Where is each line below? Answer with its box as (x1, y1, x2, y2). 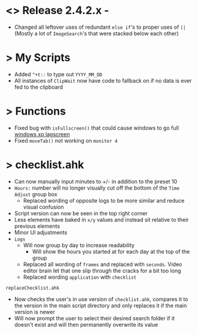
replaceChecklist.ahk (5, 285, 60, 291)
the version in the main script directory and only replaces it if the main (14, 302, 187, 309)
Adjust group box (14, 190, 57, 198)
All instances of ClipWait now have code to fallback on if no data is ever (14, 77, 192, 84)
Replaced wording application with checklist (23, 273, 137, 281)
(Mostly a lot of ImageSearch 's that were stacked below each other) (14, 29, 179, 37)
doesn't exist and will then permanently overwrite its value (14, 321, 159, 328)
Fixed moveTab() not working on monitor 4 (14, 137, 118, 144)
